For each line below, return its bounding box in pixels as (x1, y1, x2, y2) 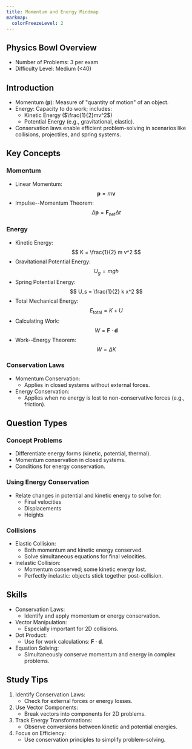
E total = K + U (90, 306, 123, 315)
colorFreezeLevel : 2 (12, 20, 64, 26)
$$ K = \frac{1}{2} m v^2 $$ (71, 248, 141, 256)
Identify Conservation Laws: (15, 691, 86, 698)
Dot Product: (15, 631, 47, 639)
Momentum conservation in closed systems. (15, 457, 126, 464)
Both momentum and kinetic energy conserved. (24, 546, 144, 553)
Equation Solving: (15, 644, 59, 652)
